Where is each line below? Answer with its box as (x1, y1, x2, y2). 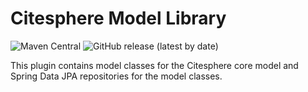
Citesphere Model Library (10, 7, 227, 30)
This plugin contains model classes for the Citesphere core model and (10, 59, 299, 71)
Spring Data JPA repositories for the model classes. (10, 70, 223, 82)
